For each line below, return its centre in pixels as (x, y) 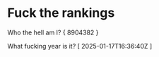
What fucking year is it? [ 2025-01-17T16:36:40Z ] (80, 46)
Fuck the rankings (61, 13)
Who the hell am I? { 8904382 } (53, 32)
